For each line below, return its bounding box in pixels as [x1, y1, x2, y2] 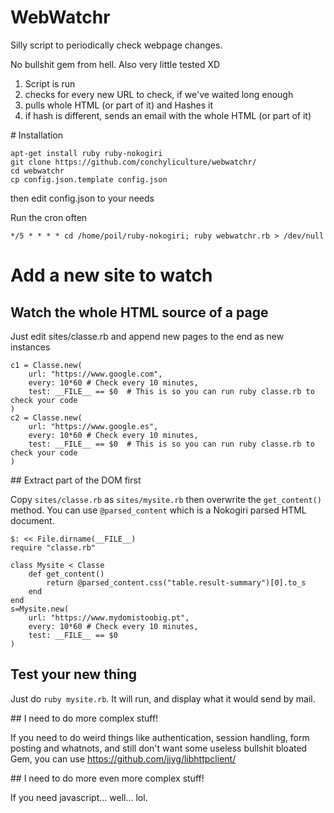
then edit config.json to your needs [10, 192, 155, 204]
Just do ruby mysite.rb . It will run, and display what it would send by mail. [10, 692, 316, 705]
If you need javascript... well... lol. [10, 791, 148, 803]
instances [10, 341, 51, 353]
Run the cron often [10, 211, 88, 223]
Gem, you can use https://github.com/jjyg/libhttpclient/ [10, 752, 237, 765]
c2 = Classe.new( [10, 412, 83, 423]
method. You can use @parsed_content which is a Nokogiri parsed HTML [10, 504, 307, 516]
